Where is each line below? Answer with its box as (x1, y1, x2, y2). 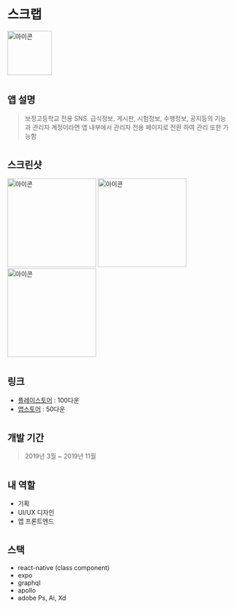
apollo (17, 586, 36, 594)
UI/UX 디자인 (17, 508, 55, 516)
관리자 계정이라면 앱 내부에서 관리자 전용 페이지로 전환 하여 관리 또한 (32, 123, 222, 131)
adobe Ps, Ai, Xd (17, 593, 67, 602)
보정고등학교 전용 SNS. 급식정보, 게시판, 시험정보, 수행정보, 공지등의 (24, 114, 213, 123)
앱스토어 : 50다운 (17, 405, 66, 413)
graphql (17, 579, 41, 587)
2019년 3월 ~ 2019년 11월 (24, 452, 96, 461)
